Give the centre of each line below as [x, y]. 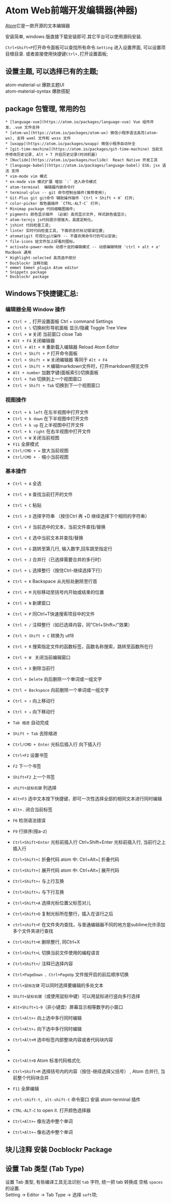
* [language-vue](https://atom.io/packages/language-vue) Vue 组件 [78, 122]
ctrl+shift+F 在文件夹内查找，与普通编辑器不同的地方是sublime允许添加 [89, 924]
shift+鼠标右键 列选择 [35, 788]
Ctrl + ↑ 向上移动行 [34, 701]
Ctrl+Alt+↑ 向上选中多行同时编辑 [47, 1018]
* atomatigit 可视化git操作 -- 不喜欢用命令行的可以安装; [62, 236]
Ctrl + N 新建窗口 [32, 603]
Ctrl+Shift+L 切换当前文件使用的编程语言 [56, 952]
